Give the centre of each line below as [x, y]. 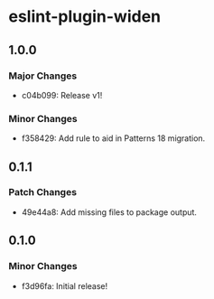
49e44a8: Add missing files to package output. [109, 212]
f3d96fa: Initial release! [65, 285]
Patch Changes [43, 192]
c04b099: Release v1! [62, 95]
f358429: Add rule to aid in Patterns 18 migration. [113, 138]
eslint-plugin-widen [85, 17]
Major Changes [43, 76]
